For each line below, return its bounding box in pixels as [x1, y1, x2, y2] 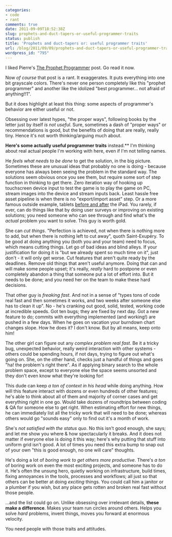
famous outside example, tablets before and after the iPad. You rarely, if [5, 201, 157, 208]
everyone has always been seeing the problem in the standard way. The [5, 169, 157, 175]
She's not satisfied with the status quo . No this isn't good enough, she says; [5, 425, 166, 431]
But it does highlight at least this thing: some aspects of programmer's [5, 100, 154, 107]
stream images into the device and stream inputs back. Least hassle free [5, 190, 159, 196]
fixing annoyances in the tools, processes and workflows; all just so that [5, 473, 157, 479]
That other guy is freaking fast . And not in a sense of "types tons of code [5, 292, 160, 298]
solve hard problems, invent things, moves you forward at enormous [5, 510, 149, 517]
